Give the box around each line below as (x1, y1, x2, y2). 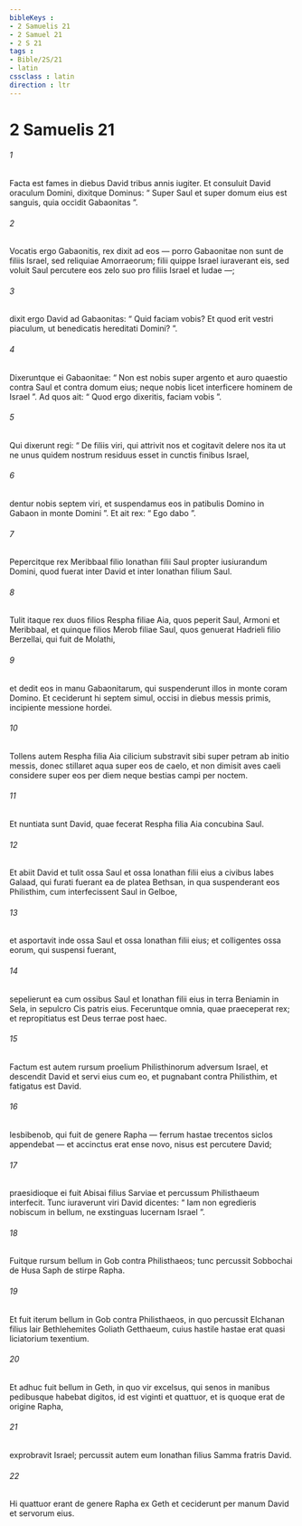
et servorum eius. (9, 1508, 75, 1519)
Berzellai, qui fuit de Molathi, (9, 634, 116, 645)
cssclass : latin (9, 72, 75, 81)
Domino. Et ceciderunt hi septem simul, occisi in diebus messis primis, (9, 692, 271, 703)
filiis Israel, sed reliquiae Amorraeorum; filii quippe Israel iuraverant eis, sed (9, 255, 289, 267)
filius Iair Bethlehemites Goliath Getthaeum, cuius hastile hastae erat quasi (9, 1323, 286, 1334)
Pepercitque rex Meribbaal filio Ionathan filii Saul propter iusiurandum (9, 557, 268, 568)
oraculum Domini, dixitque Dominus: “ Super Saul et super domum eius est (9, 187, 288, 199)
